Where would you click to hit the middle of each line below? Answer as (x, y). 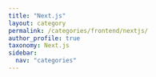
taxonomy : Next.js (39, 46)
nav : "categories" (46, 61)
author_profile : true (44, 38)
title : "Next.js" (37, 16)
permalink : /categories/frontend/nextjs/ (78, 30)
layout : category (37, 23)
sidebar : (23, 53)
